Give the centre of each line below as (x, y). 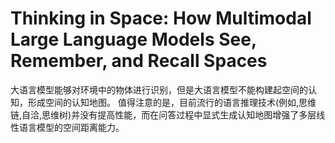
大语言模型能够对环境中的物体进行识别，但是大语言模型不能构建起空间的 (159, 89)
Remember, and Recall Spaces (139, 61)
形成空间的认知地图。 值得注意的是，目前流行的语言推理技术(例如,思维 (172, 102)
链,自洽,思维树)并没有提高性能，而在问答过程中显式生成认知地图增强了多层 (163, 114)
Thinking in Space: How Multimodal (161, 18)
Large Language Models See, (133, 39)
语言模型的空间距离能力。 (71, 127)
